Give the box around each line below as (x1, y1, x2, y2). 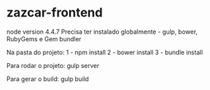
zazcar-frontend (6, 5, 103, 21)
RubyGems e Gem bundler (6, 34, 82, 43)
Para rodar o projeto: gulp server (6, 61, 99, 69)
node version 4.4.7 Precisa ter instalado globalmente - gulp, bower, (6, 27, 198, 36)
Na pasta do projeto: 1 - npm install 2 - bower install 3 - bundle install (6, 48, 203, 56)
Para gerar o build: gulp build (6, 74, 89, 83)
